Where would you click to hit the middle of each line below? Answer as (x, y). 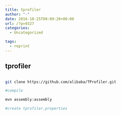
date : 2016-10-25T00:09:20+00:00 (40, 19)
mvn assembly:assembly (29, 100)
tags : (11, 42)
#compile (14, 91)
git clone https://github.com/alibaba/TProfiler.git (61, 82)
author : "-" (17, 14)
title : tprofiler (23, 10)
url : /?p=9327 (20, 23)
